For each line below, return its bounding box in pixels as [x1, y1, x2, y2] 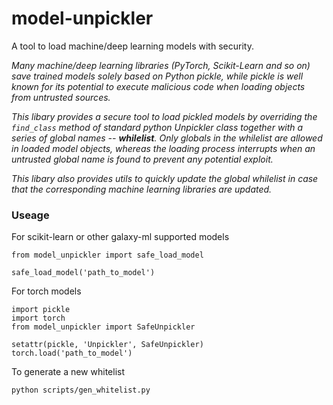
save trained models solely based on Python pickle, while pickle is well [11, 70, 304, 82]
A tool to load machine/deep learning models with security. [11, 40, 254, 52]
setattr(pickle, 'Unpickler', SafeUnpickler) [11, 340, 204, 350]
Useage [11, 208, 50, 222]
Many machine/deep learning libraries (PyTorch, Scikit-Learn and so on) [11, 59, 311, 71]
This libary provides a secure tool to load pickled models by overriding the [11, 110, 318, 122]
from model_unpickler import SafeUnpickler [11, 322, 196, 332]
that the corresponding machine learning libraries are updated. [11, 183, 273, 195]
